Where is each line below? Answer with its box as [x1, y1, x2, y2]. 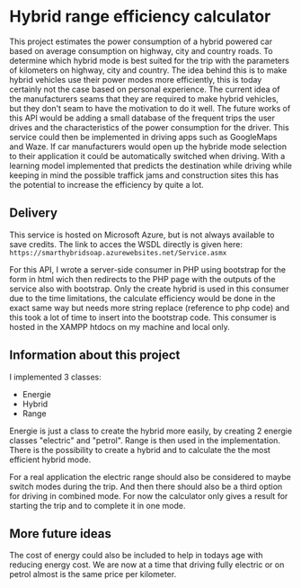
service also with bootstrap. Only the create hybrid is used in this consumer [9, 283, 289, 294]
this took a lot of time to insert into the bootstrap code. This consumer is [9, 312, 277, 323]
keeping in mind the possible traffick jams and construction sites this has [9, 169, 279, 181]
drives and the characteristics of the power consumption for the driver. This [9, 121, 289, 132]
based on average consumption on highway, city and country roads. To [9, 45, 273, 56]
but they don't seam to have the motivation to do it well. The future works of [9, 102, 291, 113]
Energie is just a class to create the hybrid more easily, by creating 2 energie [9, 425, 293, 436]
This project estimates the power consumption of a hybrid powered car [9, 36, 272, 47]
